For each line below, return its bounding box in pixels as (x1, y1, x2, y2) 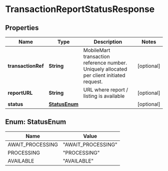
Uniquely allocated (83, 66, 127, 72)
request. (83, 78, 103, 85)
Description (93, 39, 122, 45)
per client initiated (83, 72, 126, 79)
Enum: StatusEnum (5, 118, 66, 126)
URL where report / (83, 86, 128, 93)
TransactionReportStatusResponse (5, 4, 155, 15)
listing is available (83, 93, 125, 99)
